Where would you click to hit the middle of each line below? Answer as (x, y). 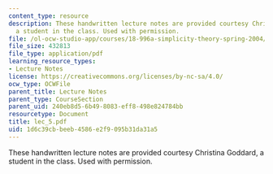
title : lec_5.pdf (38, 122)
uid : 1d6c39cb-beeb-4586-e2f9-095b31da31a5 (83, 129)
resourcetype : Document (49, 115)
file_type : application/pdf (56, 54)
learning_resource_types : (52, 62)
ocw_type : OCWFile (39, 84)
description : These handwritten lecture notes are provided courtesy (129, 24)
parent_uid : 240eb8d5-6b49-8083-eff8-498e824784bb (96, 107)
